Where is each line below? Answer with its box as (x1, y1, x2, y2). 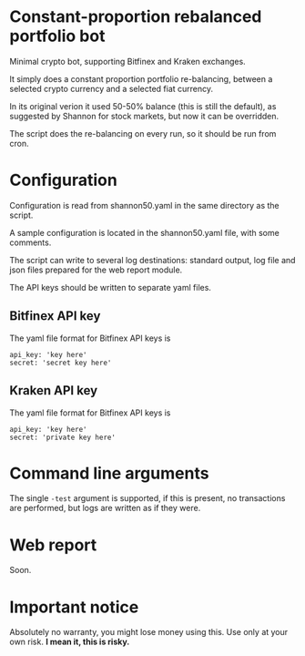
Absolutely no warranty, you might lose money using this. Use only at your (9, 627, 289, 638)
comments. (9, 237, 52, 248)
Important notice (9, 597, 139, 617)
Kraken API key (9, 383, 98, 398)
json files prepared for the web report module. (9, 264, 183, 275)
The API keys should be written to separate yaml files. (9, 282, 212, 292)
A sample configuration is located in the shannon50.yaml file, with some (9, 227, 280, 238)
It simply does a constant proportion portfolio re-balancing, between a (9, 73, 273, 84)
